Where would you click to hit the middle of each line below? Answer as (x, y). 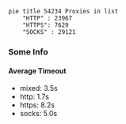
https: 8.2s (37, 105)
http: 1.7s (34, 97)
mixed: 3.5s (38, 88)
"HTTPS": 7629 (46, 25)
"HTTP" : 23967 (48, 18)
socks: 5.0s (38, 114)
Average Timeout (37, 70)
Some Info (29, 51)
